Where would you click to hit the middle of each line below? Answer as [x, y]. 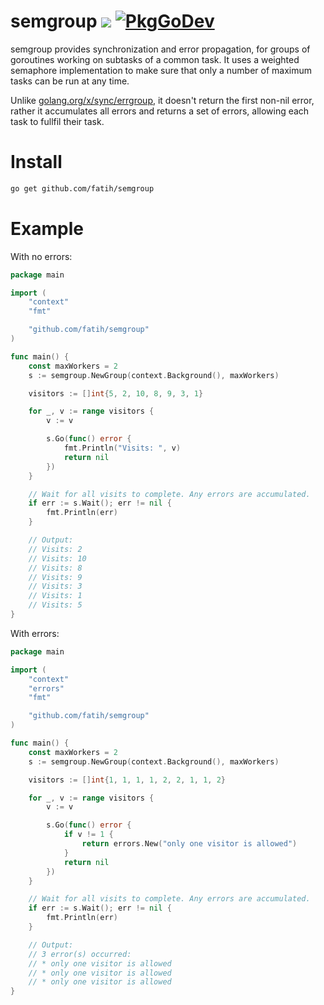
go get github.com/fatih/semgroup [82, 188]
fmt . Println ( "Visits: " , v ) [122, 448]
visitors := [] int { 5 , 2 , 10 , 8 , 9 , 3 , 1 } [116, 393]
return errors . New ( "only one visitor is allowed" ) [189, 844]
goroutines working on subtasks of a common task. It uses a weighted [155, 59]
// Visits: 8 [55, 568]
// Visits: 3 [55, 586]
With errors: [35, 633]
